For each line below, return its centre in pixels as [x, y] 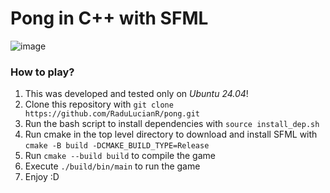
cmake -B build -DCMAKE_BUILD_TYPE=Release [117, 146]
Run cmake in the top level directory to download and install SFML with [171, 134]
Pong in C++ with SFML [109, 18]
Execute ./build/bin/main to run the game [112, 166]
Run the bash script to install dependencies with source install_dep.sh [172, 124]
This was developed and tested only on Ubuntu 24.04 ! [136, 94]
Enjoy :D [42, 177]
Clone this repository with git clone [99, 104]
